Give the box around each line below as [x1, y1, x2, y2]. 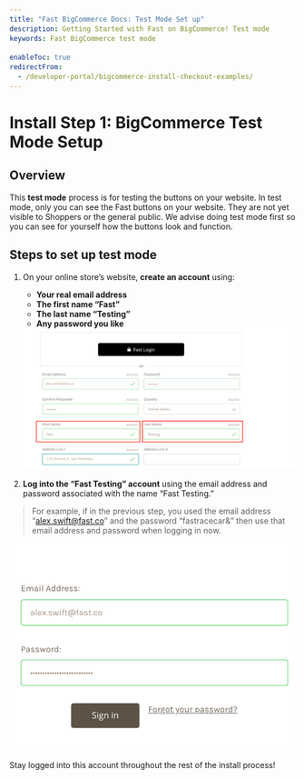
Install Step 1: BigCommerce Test [9, 113, 263, 134]
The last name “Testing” [35, 308, 131, 319]
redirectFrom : [9, 63, 64, 72]
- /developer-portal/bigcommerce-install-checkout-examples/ [17, 73, 254, 82]
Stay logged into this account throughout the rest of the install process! [9, 760, 276, 771]
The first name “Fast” [35, 298, 121, 309]
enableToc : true [9, 53, 71, 63]
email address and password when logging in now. [31, 524, 221, 535]
